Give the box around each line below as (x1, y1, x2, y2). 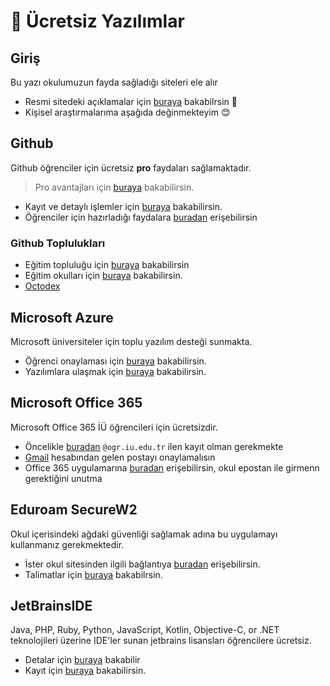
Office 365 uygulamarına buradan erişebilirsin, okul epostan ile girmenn (24, 461, 320, 474)
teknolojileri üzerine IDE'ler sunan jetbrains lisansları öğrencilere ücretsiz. (10, 635, 312, 647)
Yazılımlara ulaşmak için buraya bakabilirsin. (24, 365, 207, 377)
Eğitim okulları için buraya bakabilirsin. (24, 270, 183, 282)
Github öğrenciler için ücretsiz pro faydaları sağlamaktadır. (10, 161, 252, 174)
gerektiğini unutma (24, 472, 103, 484)
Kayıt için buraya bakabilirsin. (24, 665, 147, 677)
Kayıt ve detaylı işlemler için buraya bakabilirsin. (24, 200, 223, 212)
